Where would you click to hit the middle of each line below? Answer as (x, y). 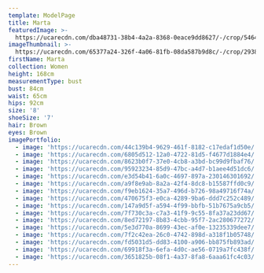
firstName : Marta (37, 60)
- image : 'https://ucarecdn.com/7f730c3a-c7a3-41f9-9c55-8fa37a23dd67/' (137, 213)
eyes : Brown (27, 132)
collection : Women (38, 67)
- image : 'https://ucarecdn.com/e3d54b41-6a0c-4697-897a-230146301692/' (137, 177)
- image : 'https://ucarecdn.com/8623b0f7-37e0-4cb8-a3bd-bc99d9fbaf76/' (137, 162)
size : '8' (24, 111)
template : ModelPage (42, 15)
